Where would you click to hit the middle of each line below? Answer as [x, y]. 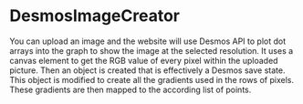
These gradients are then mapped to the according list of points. [131, 89]
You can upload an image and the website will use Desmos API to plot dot [147, 41]
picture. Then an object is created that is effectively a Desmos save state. [147, 70]
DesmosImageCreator [95, 16]
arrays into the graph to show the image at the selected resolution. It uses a [151, 50]
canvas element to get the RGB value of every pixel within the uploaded [144, 60]
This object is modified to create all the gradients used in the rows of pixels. [152, 79]
